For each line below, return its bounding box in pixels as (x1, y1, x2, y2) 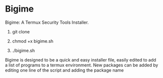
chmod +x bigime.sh (12, 38, 54, 44)
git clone (12, 29, 30, 34)
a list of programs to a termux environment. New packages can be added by (5, 62, 159, 68)
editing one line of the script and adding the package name (5, 67, 124, 73)
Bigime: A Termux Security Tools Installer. (5, 19, 89, 25)
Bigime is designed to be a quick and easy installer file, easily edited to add (5, 57, 156, 62)
